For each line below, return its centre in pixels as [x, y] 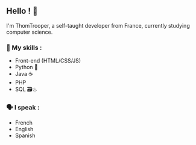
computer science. [30, 32]
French [24, 123]
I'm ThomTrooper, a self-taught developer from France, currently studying [98, 25]
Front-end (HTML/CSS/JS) [48, 61]
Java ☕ [24, 74]
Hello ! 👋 [22, 11]
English [24, 129]
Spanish [25, 135]
